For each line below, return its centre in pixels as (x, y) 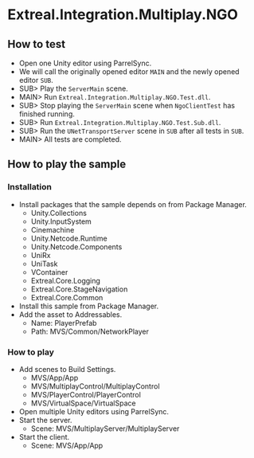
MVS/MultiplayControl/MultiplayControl (95, 386)
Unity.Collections (59, 213)
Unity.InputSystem (61, 221)
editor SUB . (36, 80)
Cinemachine (53, 229)
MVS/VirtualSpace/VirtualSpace (83, 403)
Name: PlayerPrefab (64, 323)
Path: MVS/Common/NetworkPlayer (90, 331)
